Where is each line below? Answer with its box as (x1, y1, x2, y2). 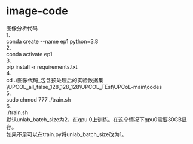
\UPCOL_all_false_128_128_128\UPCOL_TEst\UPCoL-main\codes (6, 83, 163, 90)
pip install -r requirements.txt (6, 63, 78, 70)
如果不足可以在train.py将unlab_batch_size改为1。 (6, 130, 127, 138)
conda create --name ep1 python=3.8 (6, 38, 99, 45)
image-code (6, 4, 68, 18)
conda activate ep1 (6, 50, 53, 57)
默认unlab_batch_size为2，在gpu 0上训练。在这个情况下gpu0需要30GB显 (6, 115, 187, 123)
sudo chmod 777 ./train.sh (6, 96, 71, 103)
